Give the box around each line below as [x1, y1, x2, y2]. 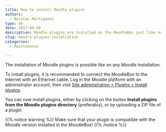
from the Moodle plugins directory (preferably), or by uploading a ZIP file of [5, 101, 161, 107]
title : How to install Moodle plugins [5, 7, 85, 12]
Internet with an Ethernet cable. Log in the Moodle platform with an [5, 76, 142, 82]
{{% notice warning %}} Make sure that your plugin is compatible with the [5, 116, 156, 122]
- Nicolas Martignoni [9, 16, 54, 21]
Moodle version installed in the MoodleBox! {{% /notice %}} [5, 122, 127, 128]
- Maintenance [9, 44, 39, 49]
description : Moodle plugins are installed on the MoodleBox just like [5, 30, 156, 35]
